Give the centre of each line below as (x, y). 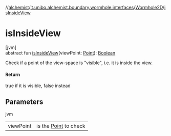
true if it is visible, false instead (38, 86)
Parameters (24, 102)
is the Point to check (61, 126)
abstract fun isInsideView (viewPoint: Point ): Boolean (60, 52)
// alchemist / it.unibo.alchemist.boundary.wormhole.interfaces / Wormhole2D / (85, 7)
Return (13, 74)
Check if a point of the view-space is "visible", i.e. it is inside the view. (79, 63)
